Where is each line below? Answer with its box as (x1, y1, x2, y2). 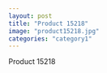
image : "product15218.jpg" (8, 27, 100, 35)
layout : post (8, 11, 53, 20)
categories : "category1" (8, 34, 92, 43)
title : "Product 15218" (8, 19, 89, 28)
